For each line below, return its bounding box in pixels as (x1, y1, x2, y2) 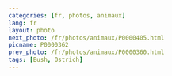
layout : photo (8, 26, 55, 34)
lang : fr (8, 19, 37, 27)
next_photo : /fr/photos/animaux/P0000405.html (8, 33, 165, 42)
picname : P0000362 (8, 41, 69, 49)
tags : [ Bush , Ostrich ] (8, 56, 83, 64)
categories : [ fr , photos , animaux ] (8, 11, 126, 20)
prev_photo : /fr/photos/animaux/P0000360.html (8, 48, 165, 56)
